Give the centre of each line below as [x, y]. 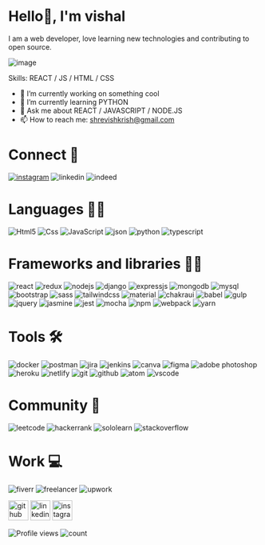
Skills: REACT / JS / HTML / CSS [61, 78]
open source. [30, 46]
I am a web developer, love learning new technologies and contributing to [129, 38]
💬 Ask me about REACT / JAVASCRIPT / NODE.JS [101, 110]
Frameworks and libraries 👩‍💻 [105, 264]
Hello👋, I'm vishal [67, 16]
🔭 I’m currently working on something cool [89, 93]
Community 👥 [55, 405]
